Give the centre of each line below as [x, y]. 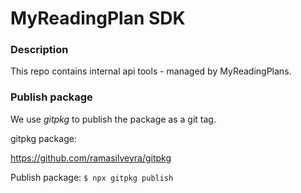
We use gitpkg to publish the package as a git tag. [113, 119]
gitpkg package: [43, 138]
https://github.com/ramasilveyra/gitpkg [91, 158]
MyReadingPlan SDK [98, 18]
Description [39, 50]
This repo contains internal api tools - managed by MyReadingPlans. [151, 71]
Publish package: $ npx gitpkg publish [92, 177]
